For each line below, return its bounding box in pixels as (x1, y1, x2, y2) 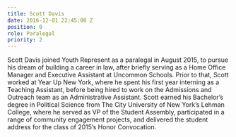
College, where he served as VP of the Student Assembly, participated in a (7, 108, 225, 117)
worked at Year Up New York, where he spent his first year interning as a (7, 78, 220, 86)
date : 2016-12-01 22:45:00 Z (7, 17, 93, 24)
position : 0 (7, 23, 42, 30)
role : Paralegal (7, 30, 55, 37)
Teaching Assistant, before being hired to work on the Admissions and (7, 86, 212, 94)
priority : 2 (7, 37, 42, 44)
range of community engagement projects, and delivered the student (7, 115, 208, 124)
